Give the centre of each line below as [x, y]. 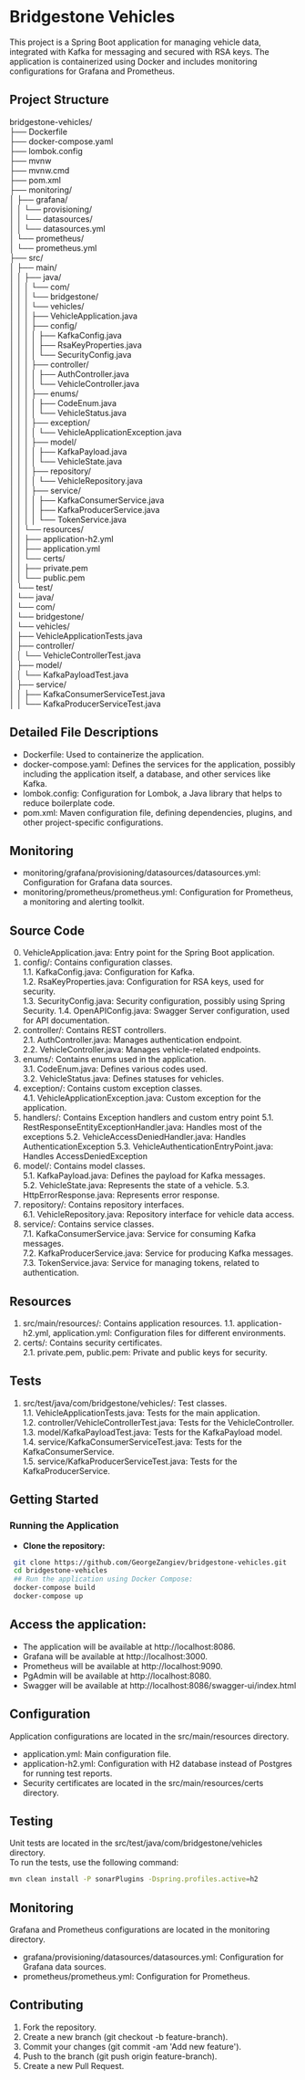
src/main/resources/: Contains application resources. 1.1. [128, 1323]
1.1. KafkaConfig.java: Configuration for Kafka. [109, 972]
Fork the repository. [60, 2027]
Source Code [47, 930]
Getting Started [54, 1500]
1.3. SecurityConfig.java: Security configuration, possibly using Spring [153, 1001]
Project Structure [59, 100]
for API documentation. [66, 1020]
